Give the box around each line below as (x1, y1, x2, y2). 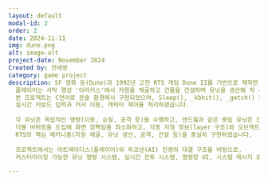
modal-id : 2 (8, 19, 48, 27)
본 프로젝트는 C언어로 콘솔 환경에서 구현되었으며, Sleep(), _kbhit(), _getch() (15, 94, 255, 102)
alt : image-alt (8, 49, 59, 57)
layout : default (8, 11, 62, 20)
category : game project (8, 71, 88, 79)
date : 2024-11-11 (8, 34, 66, 42)
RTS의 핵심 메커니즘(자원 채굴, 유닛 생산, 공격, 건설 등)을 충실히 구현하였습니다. (15, 130, 253, 138)
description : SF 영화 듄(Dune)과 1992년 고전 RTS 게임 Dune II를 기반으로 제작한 (8, 78, 258, 86)
